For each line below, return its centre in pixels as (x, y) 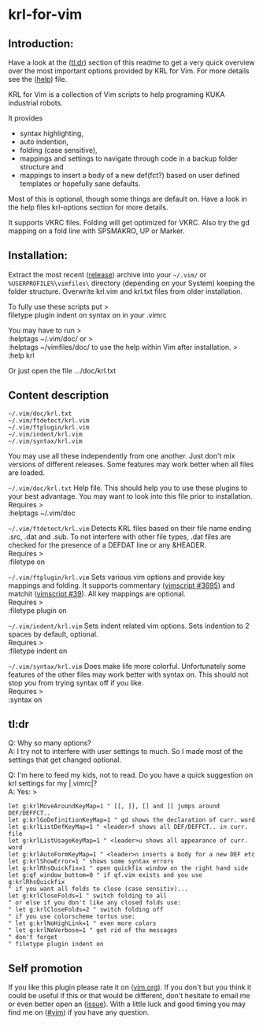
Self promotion (45, 968)
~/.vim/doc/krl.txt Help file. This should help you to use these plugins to (128, 488)
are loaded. (27, 472)
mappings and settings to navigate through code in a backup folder (128, 158)
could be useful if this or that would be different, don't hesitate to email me (129, 996)
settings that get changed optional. (65, 760)
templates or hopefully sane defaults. (80, 184)
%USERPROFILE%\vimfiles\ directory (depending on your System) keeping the (132, 283)
